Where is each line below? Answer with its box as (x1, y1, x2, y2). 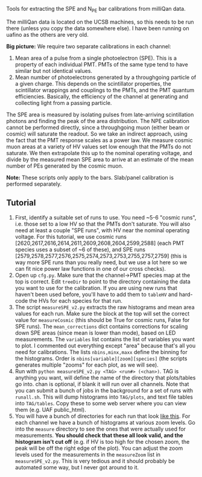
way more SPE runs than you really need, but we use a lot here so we (14, 259, 188, 266)
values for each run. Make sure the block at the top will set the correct (14, 310, 190, 317)
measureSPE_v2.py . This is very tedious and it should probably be (14, 457, 175, 464)
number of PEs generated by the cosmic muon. (6, 162, 124, 169)
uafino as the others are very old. (6, 31, 89, 38)
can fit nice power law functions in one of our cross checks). (14, 265, 166, 272)
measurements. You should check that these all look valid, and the (14, 431, 183, 439)
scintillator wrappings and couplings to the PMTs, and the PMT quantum (14, 86, 195, 93)
